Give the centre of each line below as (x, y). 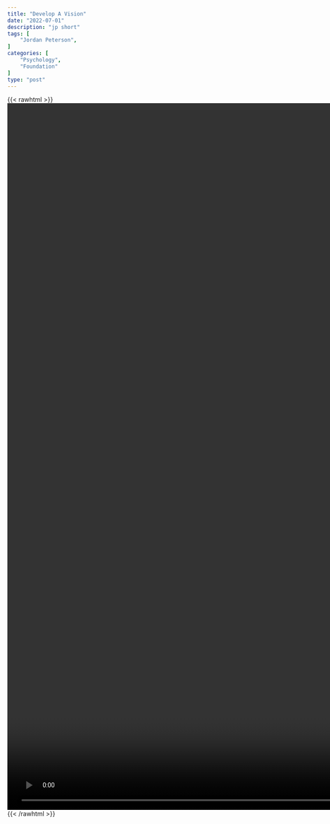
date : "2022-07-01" (36, 20)
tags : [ (19, 34)
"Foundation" (39, 66)
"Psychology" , (41, 60)
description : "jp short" (44, 27)
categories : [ (28, 54)
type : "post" (26, 80)
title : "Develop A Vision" (47, 14)
